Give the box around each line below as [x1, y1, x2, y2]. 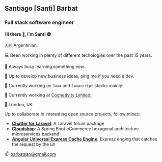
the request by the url [11, 141, 56, 147]
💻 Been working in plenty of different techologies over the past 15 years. [4, 52, 153, 58]
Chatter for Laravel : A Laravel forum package [11, 120, 105, 126]
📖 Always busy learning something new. [4, 64, 85, 69]
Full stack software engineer [4, 19, 74, 26]
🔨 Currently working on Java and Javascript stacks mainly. [4, 82, 124, 88]
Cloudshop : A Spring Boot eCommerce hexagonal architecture [11, 125, 139, 132]
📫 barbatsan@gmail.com [4, 151, 56, 157]
